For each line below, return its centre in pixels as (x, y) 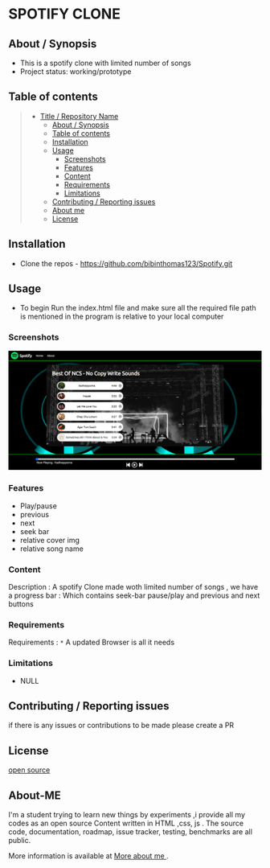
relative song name (52, 549)
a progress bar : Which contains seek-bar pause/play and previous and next (134, 595)
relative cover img (50, 540)
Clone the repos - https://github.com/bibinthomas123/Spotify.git (126, 263)
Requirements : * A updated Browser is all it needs (92, 642)
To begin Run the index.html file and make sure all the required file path (138, 308)
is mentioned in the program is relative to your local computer (122, 317)
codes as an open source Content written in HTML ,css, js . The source (126, 823)
